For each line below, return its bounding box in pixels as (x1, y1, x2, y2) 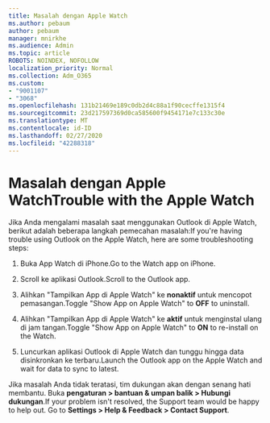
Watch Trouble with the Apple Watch (8, 191, 255, 209)
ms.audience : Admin (8, 42, 74, 50)
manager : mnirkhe (8, 34, 67, 43)
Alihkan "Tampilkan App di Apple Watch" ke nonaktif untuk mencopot (19, 290, 252, 300)
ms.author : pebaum (8, 19, 70, 27)
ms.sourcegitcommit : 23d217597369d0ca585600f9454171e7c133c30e (8, 110, 226, 118)
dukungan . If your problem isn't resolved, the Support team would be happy (8, 396, 260, 407)
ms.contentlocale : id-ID (8, 124, 92, 132)
